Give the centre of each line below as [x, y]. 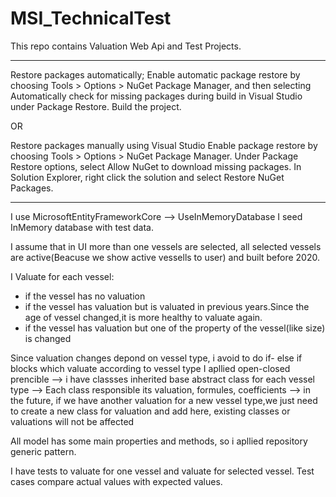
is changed [48, 338]
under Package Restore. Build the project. [96, 106]
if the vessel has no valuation [85, 296]
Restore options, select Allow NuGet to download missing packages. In [156, 166]
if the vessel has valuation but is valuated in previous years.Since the [167, 306]
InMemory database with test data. [82, 227]
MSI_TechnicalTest [91, 18]
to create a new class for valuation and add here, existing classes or [150, 411]
